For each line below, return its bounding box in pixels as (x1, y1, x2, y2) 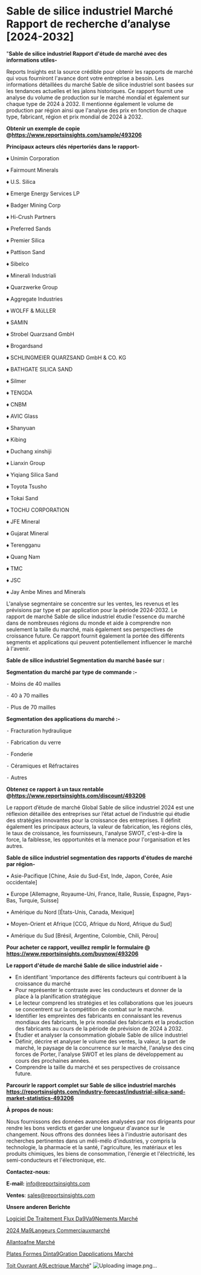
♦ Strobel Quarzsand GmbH (6, 330, 74, 337)
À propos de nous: (6, 1106, 54, 1114)
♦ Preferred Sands (6, 225, 51, 232)
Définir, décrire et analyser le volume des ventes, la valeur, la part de (14, 1037, 186, 1045)
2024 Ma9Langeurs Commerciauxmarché (6, 1227, 110, 1234)
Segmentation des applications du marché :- (6, 715, 121, 722)
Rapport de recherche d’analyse (6, 17, 171, 31)
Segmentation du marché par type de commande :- (6, 668, 138, 676)
